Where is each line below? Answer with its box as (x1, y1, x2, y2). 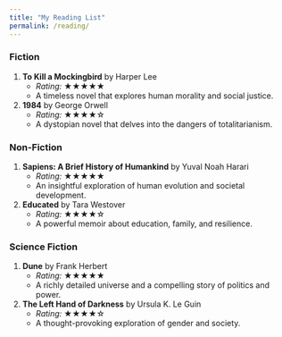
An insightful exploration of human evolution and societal (35, 181, 245, 191)
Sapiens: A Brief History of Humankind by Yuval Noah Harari (21, 162, 250, 173)
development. (35, 190, 87, 201)
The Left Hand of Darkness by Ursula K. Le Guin (21, 299, 202, 309)
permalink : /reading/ (9, 21, 90, 30)
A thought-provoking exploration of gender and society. (35, 318, 241, 329)
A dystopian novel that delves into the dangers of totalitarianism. (35, 118, 273, 130)
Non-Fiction (9, 140, 62, 153)
